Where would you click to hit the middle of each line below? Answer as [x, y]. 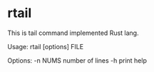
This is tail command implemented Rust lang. [73, 33]
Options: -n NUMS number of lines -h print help [77, 60]
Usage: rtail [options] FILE [46, 46]
